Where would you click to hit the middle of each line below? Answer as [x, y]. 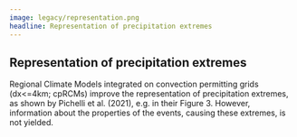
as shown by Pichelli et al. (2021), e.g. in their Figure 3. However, [130, 104]
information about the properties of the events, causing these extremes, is [148, 113]
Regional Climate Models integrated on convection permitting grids [134, 84]
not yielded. [32, 123]
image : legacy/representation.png [75, 18]
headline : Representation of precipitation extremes [111, 26]
